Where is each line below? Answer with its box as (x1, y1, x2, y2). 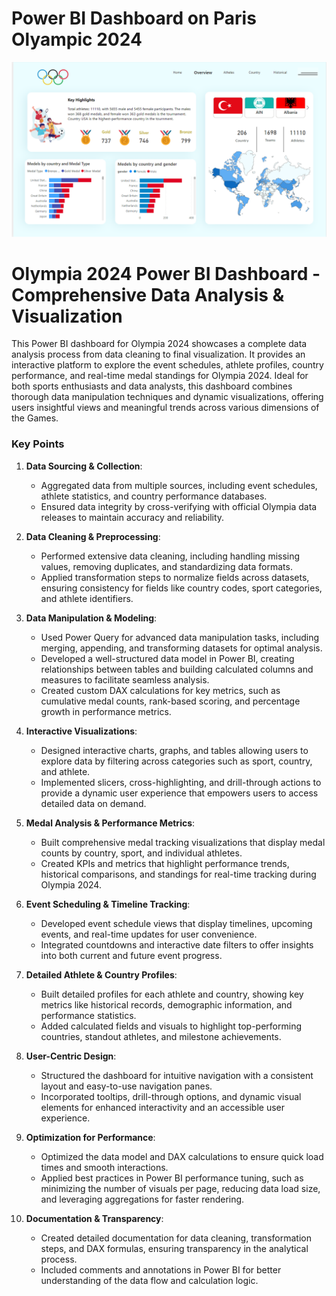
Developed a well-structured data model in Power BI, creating (40, 652, 295, 664)
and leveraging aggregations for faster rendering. (40, 1193, 245, 1205)
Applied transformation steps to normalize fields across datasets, (40, 571, 310, 583)
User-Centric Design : (25, 1050, 117, 1062)
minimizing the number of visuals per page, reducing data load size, (40, 1182, 321, 1194)
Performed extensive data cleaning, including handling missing (40, 550, 301, 562)
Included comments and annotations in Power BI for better (40, 1263, 282, 1276)
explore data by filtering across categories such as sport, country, (40, 755, 313, 767)
